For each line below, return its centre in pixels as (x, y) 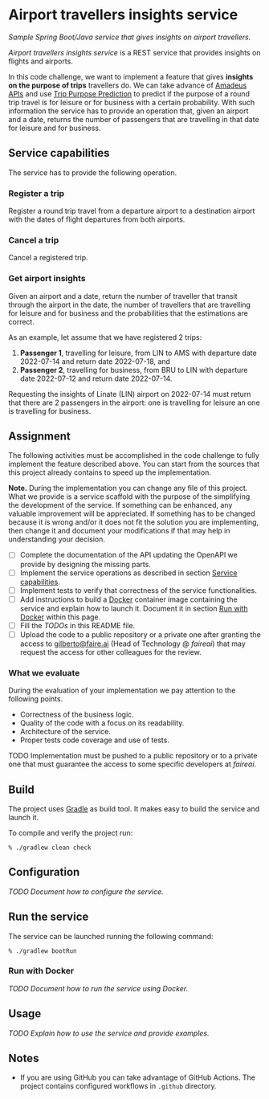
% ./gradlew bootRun (43, 951)
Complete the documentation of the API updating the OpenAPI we (129, 555)
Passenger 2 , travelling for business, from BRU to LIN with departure (134, 370)
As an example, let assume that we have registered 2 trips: (105, 337)
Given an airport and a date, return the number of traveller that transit (123, 296)
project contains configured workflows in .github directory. (118, 1086)
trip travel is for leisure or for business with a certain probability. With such (132, 102)
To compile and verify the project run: (71, 832)
